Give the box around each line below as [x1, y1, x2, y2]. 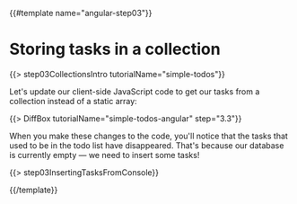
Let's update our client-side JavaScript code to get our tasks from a [9, 85, 260, 97]
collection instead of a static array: [9, 95, 137, 106]
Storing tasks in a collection [9, 40, 222, 59]
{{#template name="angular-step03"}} [9, 8, 153, 18]
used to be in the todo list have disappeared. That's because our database [9, 139, 284, 151]
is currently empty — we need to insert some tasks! [9, 149, 200, 160]
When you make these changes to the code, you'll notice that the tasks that [9, 130, 289, 141]
